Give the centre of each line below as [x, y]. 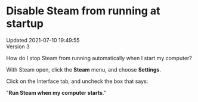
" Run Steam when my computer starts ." [56, 92]
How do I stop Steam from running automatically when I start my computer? [99, 58]
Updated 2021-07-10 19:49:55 [43, 40]
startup [25, 24]
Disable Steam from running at [83, 11]
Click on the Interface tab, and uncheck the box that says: [77, 81]
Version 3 [18, 47]
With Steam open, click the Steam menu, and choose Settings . [83, 69]
